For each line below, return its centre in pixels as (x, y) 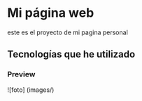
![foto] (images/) (31, 90)
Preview (21, 74)
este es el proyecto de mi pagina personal (68, 32)
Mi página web (51, 13)
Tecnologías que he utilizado (71, 54)
